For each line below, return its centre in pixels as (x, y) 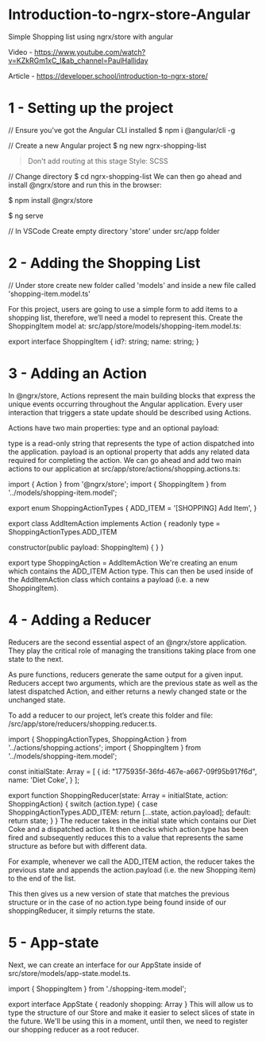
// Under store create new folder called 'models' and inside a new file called (132, 285)
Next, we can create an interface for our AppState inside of (105, 965)
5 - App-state (54, 942)
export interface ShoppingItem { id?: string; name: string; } (104, 341)
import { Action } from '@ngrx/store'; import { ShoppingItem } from (117, 484)
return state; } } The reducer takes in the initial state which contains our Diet (132, 820)
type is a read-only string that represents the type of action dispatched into (131, 443)
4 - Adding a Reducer (80, 620)
